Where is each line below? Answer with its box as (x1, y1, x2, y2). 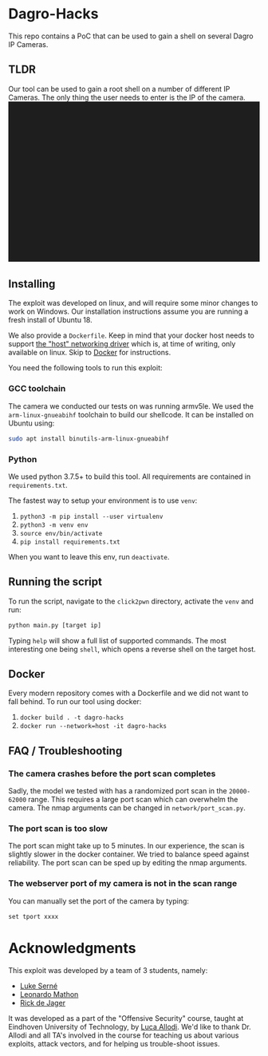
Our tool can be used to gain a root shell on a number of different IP (8, 84, 231, 93)
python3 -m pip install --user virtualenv (19, 512, 164, 520)
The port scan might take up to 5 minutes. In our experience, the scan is (8, 841, 245, 851)
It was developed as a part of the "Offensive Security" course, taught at (8, 1013, 244, 1022)
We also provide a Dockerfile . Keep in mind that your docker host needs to (8, 330, 255, 340)
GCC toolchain (8, 383, 66, 394)
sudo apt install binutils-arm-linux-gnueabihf (8, 434, 170, 443)
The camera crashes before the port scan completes (8, 768, 216, 779)
